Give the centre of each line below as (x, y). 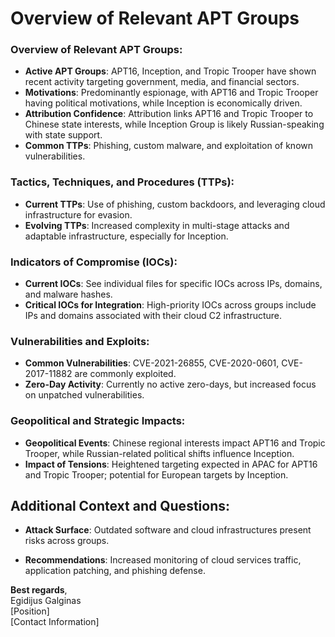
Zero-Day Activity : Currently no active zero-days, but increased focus (170, 384)
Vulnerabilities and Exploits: (80, 341)
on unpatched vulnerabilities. (84, 395)
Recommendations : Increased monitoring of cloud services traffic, (163, 560)
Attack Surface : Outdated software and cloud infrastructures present (168, 530)
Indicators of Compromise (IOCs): (94, 262)
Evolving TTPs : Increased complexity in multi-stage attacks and (157, 225)
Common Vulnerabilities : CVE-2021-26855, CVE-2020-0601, (152, 363)
